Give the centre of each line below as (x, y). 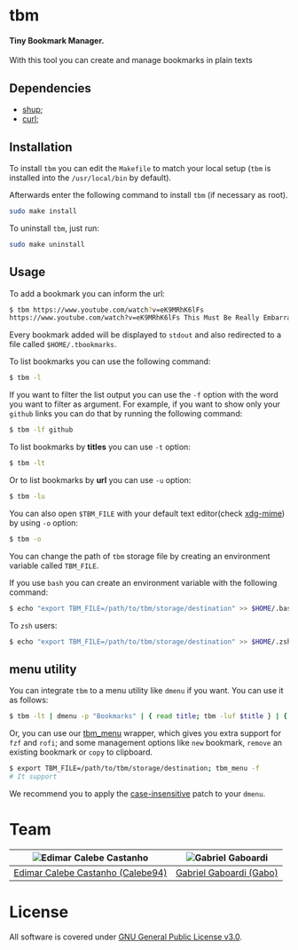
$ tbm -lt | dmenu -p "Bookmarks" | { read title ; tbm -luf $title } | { (149, 716)
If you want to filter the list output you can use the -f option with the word (144, 395)
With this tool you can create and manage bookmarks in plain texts (131, 60)
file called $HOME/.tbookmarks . (63, 344)
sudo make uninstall (47, 244)
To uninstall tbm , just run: (54, 228)
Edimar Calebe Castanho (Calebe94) (90, 873)
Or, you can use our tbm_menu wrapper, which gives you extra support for (145, 733)
